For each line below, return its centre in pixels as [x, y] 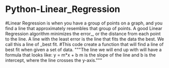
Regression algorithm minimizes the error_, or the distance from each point [83, 33]
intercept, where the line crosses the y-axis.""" [54, 60]
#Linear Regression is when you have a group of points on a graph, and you [84, 23]
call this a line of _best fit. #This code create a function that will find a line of [84, 44]
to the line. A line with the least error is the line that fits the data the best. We [85, 39]
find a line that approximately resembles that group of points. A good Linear [84, 28]
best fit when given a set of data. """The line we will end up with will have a [83, 49]
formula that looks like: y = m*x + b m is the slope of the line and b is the [80, 55]
